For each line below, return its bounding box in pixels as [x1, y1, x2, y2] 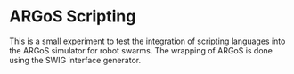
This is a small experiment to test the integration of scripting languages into [9, 36, 286, 46]
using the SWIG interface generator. [9, 54, 141, 65]
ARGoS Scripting [9, 6, 136, 27]
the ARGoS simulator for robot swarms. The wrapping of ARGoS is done [9, 45, 274, 55]
